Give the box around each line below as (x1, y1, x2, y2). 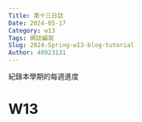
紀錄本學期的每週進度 (8, 72, 79, 81)
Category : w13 (8, 26, 56, 34)
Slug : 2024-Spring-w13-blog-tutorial (8, 41, 135, 49)
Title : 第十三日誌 (8, 11, 64, 20)
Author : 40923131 (8, 49, 67, 57)
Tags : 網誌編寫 (8, 33, 55, 42)
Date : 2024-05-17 (8, 19, 67, 27)
